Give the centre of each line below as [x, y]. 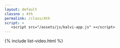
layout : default [21, 9]
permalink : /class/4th [27, 18]
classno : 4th [19, 14]
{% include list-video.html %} [34, 41]
